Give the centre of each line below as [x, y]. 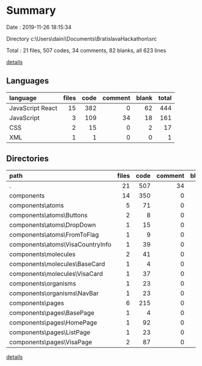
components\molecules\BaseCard [57, 264]
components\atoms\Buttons [48, 215]
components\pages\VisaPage [51, 342]
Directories [28, 159]
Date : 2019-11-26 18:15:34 [39, 27]
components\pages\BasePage [52, 313]
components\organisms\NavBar [54, 293]
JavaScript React [33, 108]
